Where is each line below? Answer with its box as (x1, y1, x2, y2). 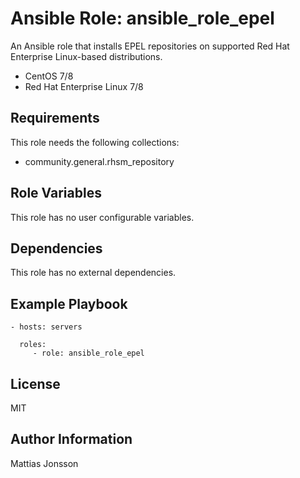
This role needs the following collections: (10, 136, 180, 148)
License (10, 375, 61, 392)
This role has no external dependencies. (10, 267, 177, 279)
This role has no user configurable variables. (10, 211, 195, 223)
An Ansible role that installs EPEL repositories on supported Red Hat (10, 40, 290, 52)
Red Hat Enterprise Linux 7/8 (24, 80, 144, 92)
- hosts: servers (10, 322, 83, 332)
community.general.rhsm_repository (24, 155, 175, 167)
